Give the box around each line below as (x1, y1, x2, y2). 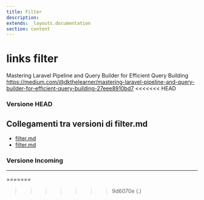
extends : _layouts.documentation (6, 20, 91, 26)
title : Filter (6, 8, 42, 15)
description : (6, 15, 39, 21)
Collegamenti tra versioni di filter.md (6, 119, 148, 129)
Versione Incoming (6, 156, 64, 164)
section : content (6, 25, 50, 32)
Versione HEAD (6, 100, 53, 108)
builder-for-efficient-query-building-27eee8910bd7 (6, 85, 134, 92)
